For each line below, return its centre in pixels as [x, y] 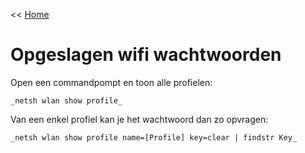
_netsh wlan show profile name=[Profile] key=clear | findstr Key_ [154, 137]
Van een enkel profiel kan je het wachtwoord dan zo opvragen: [139, 119]
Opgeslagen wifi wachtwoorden [146, 55]
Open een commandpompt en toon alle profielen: [111, 82]
